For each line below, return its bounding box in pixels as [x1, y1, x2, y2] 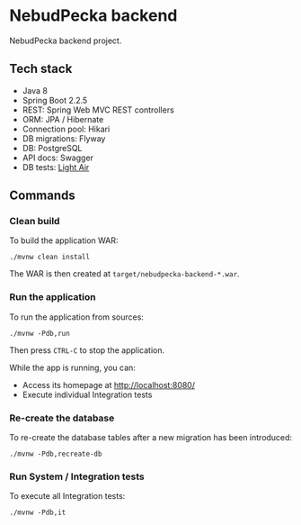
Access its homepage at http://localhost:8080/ [22, 379, 196, 390]
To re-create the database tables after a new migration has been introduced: [9, 432, 293, 443]
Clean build [9, 215, 60, 228]
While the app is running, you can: [9, 362, 137, 373]
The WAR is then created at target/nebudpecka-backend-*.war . [9, 268, 240, 279]
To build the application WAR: [9, 235, 119, 246]
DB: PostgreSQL [22, 142, 83, 153]
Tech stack [9, 61, 73, 77]
